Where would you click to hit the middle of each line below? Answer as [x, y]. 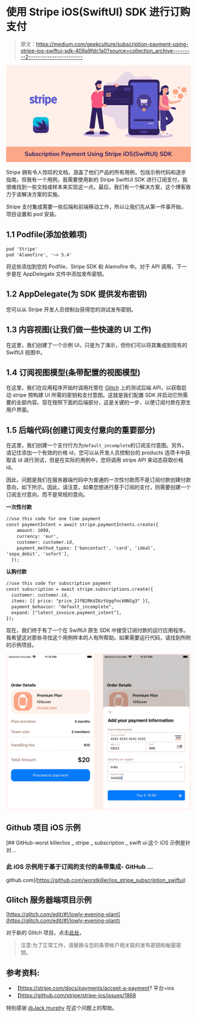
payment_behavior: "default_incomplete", [63, 607]
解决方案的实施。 [42, 194]
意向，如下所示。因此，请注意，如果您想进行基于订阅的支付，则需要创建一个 [98, 487]
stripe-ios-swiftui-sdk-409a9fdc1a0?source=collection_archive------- [105, 50]
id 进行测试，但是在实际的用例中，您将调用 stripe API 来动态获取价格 [100, 460]
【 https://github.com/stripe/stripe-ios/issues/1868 [75, 995]
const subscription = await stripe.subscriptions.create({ [80, 590]
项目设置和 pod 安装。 [33, 214]
